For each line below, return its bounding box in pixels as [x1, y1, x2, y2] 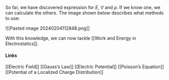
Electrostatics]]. [5, 41, 39, 47]
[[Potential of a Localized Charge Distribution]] [5, 69, 104, 75]
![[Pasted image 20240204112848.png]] [5, 25, 90, 31]
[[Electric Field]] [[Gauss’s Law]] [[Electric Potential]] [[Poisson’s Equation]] [5, 64, 164, 70]
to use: [5, 15, 20, 21]
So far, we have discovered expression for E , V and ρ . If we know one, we [5, 5, 160, 10]
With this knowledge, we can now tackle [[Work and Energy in [5, 35, 137, 41]
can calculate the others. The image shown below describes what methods [5, 10, 164, 16]
